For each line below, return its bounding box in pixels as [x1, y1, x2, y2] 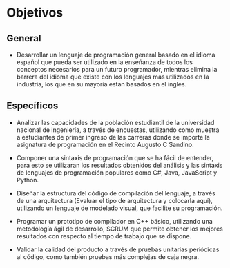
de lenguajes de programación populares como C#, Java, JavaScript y [16, 168, 218, 177]
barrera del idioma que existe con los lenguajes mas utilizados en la [16, 73, 209, 81]
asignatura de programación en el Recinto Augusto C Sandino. [16, 140, 194, 149]
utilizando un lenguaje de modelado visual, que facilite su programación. [16, 204, 223, 212]
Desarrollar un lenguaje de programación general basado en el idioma [16, 50, 215, 59]
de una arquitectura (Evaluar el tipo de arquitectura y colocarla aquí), [16, 196, 213, 204]
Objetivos [6, 5, 64, 21]
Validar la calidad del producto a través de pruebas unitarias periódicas [16, 245, 220, 253]
